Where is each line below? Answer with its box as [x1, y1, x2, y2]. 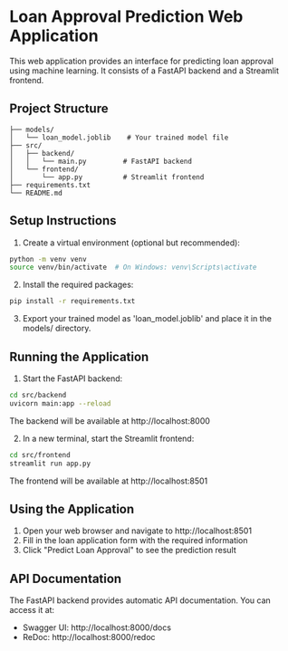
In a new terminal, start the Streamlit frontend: [22, 433, 195, 444]
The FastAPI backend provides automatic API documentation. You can [9, 595, 272, 606]
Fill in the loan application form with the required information [22, 535, 248, 546]
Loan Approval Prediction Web [9, 6, 244, 27]
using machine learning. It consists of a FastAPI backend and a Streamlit [9, 65, 279, 76]
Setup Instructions [9, 213, 117, 228]
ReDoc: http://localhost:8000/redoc [22, 632, 156, 643]
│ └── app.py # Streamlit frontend [9, 172, 205, 182]
